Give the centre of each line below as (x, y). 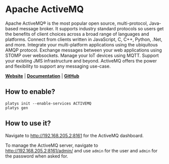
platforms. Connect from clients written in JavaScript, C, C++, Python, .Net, (84, 39)
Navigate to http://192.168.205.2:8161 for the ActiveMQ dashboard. (75, 135)
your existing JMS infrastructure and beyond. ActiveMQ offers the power (81, 61)
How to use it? (28, 123)
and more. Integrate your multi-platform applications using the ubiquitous (81, 44)
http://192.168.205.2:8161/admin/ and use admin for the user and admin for (81, 150)
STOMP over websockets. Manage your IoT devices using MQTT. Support (82, 55)
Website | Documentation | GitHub (42, 76)
